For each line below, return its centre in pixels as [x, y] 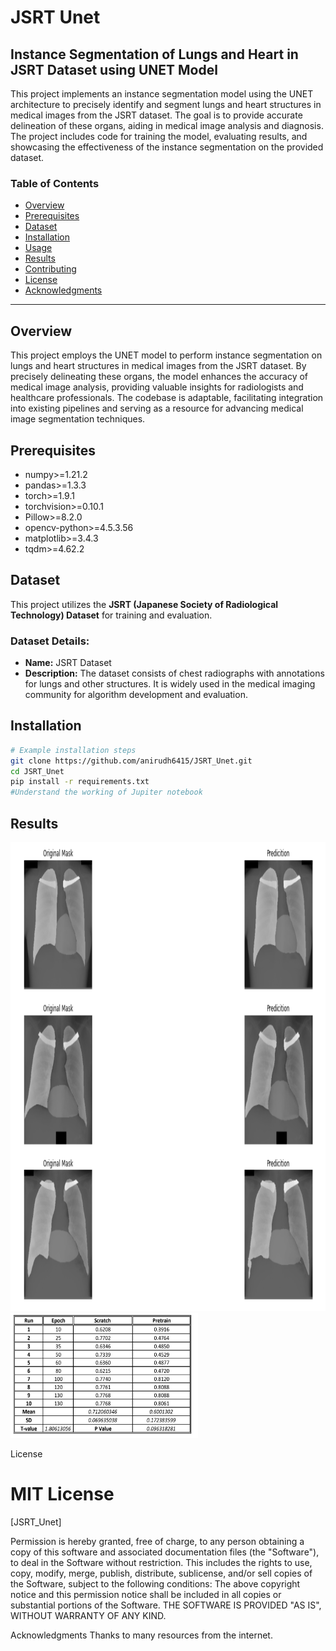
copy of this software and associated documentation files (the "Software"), [165, 1552]
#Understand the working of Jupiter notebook [106, 792]
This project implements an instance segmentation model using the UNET [162, 94]
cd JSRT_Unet [37, 771]
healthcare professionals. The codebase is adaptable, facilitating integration [167, 398]
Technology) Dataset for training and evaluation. [111, 615]
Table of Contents [55, 183]
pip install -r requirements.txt [80, 782]
